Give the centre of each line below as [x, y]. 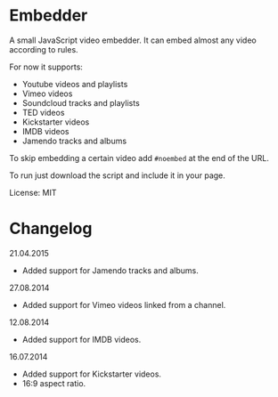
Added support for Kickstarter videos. [92, 374]
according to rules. [44, 49]
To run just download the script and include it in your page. [117, 175]
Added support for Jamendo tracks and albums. [110, 270]
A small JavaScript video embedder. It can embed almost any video [133, 40]
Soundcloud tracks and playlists [81, 102]
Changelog [51, 229]
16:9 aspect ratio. [54, 383]
